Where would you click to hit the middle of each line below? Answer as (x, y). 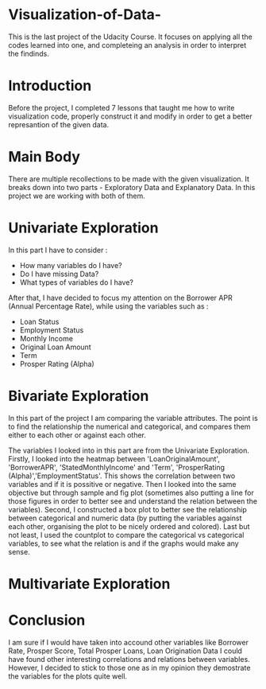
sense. (19, 551)
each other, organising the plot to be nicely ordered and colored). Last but (129, 526)
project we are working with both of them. (77, 196)
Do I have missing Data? (59, 274)
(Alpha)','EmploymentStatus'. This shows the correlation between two (122, 476)
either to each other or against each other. (77, 434)
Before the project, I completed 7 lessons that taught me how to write (121, 107)
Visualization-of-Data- (85, 15)
